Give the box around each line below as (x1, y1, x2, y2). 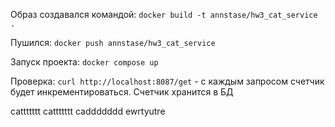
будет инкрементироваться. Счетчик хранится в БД (10, 86, 234, 98)
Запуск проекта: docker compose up (10, 56, 159, 68)
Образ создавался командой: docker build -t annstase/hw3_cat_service (10, 9, 318, 20)
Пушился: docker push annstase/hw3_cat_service (10, 37, 216, 48)
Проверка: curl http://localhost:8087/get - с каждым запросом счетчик (10, 75, 325, 87)
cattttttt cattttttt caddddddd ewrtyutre (10, 105, 166, 117)
